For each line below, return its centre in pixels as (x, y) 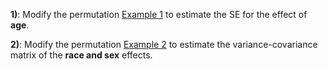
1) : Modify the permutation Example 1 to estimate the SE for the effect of (159, 14)
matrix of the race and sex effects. (81, 55)
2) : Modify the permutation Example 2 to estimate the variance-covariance (164, 44)
